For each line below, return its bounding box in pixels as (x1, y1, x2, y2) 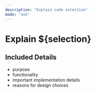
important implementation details (12, 77, 81, 83)
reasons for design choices (12, 82, 69, 88)
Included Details (5, 53, 57, 62)
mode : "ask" (5, 12, 30, 17)
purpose (12, 66, 30, 72)
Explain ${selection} (5, 33, 92, 45)
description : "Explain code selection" (5, 7, 88, 12)
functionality (12, 72, 38, 78)
